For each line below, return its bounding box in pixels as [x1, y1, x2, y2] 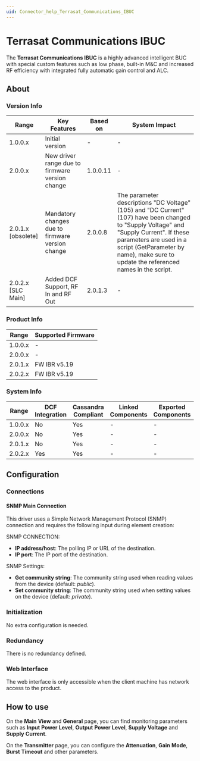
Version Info [6, 102, 43, 110]
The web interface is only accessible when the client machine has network [6, 678, 189, 685]
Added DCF [45, 275, 78, 283]
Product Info [6, 315, 43, 324]
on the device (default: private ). [14, 593, 93, 600]
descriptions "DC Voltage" [117, 199, 191, 207]
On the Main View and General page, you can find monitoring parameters [6, 718, 187, 725]
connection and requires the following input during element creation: [6, 522, 174, 529]
